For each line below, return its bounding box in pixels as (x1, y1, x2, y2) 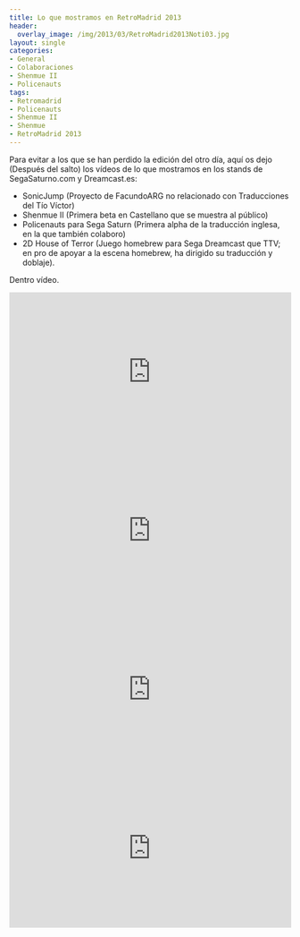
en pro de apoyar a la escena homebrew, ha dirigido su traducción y (21, 247, 273, 258)
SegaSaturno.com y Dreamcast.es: (9, 173, 138, 183)
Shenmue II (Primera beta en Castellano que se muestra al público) (21, 209, 269, 220)
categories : (9, 47, 54, 55)
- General (9, 55, 46, 64)
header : (9, 21, 38, 30)
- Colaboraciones (9, 64, 74, 72)
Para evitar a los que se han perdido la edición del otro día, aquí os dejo (9, 154, 272, 165)
